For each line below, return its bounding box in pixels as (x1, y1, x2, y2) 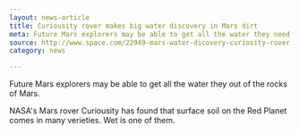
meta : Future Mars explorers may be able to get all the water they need (9, 29, 291, 38)
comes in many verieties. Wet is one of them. (9, 115, 176, 126)
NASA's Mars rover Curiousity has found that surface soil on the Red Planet (9, 105, 287, 116)
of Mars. (9, 88, 40, 99)
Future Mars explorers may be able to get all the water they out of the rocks (9, 79, 288, 89)
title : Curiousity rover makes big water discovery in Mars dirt (9, 21, 258, 30)
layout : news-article (9, 13, 90, 22)
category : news (9, 46, 66, 55)
